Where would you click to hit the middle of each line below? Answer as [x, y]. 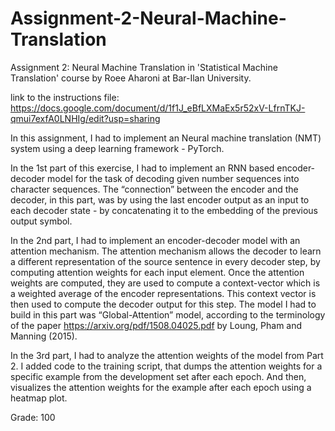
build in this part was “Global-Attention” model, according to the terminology [168, 314]
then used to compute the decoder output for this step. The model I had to [163, 304]
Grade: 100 [33, 417]
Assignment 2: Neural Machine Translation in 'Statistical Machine [144, 67]
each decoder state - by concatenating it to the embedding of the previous [164, 210]
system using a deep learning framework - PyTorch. [117, 148]
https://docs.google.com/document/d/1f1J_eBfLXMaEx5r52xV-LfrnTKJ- [158, 108]
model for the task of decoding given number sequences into [173, 178]
